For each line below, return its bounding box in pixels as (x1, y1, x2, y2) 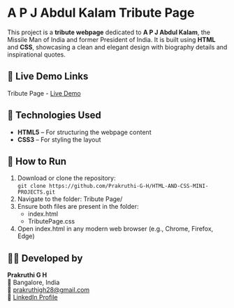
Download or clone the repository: (17, 174, 116, 182)
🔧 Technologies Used (7, 110, 101, 122)
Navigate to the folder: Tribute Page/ (17, 195, 123, 203)
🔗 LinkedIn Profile (7, 293, 58, 302)
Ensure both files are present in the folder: (17, 203, 139, 211)
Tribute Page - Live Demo (7, 89, 82, 97)
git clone (17, 183, 47, 190)
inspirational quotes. (7, 50, 66, 59)
